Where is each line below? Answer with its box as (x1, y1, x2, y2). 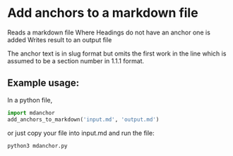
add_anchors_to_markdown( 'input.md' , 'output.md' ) (7, 116, 160, 123)
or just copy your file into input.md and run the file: (7, 129, 155, 137)
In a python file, (7, 96, 53, 104)
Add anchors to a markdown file (7, 5, 199, 21)
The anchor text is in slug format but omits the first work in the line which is (7, 49, 227, 58)
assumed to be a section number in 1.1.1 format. (7, 56, 145, 65)
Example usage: (7, 77, 80, 89)
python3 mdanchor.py (7, 142, 68, 149)
